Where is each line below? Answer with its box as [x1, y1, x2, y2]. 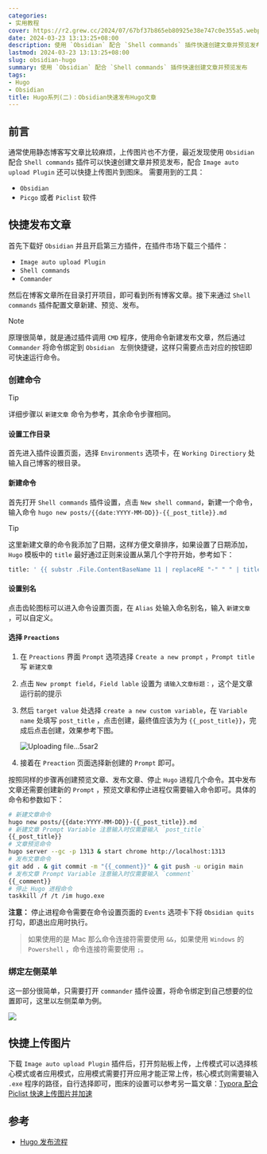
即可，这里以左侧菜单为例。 [14, 995, 106, 1005]
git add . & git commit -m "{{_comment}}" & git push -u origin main [8, 862, 244, 870]
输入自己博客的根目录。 [8, 458, 85, 468]
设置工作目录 [8, 429, 50, 438]
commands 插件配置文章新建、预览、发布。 [8, 300, 144, 309]
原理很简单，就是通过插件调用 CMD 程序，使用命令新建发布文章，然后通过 [8, 332, 246, 342]
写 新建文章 [19, 661, 53, 671]
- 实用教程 [8, 19, 40, 27]
